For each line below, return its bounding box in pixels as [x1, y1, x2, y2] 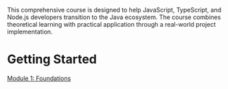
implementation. [7, 27, 53, 36]
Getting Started [7, 51, 98, 67]
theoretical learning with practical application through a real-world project [7, 21, 216, 28]
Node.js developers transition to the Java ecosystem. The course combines [7, 13, 221, 21]
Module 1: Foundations [7, 74, 71, 82]
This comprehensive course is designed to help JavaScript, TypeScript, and [7, 6, 222, 14]
